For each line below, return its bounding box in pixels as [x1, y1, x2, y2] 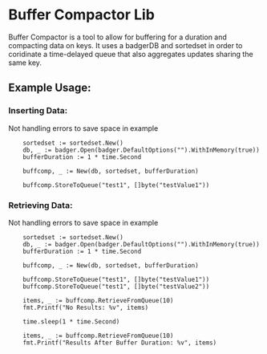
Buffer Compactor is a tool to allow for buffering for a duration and [8, 32, 227, 42]
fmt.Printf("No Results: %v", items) [22, 303, 149, 311]
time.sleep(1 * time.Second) [22, 317, 120, 326]
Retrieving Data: [8, 199, 73, 210]
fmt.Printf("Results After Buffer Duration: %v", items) [22, 339, 217, 347]
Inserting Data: [8, 105, 68, 116]
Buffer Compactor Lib [8, 6, 155, 24]
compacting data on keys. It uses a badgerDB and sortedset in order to [8, 40, 243, 50]
